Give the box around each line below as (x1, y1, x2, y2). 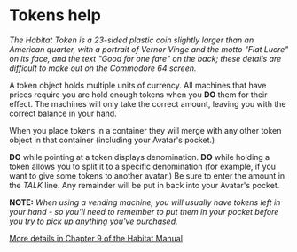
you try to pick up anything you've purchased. (9, 216, 179, 226)
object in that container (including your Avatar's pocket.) (9, 134, 215, 145)
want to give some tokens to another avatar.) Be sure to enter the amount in (9, 170, 285, 181)
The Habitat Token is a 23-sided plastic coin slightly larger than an (9, 34, 254, 45)
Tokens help (9, 5, 102, 26)
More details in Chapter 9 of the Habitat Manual (9, 233, 184, 243)
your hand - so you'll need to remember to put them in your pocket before (9, 206, 279, 217)
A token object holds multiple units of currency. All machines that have (9, 80, 267, 90)
